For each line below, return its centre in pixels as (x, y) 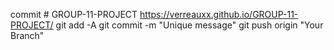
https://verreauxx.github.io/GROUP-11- (219, 14)
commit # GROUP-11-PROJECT (74, 14)
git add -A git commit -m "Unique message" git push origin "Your (189, 25)
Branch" (27, 35)
